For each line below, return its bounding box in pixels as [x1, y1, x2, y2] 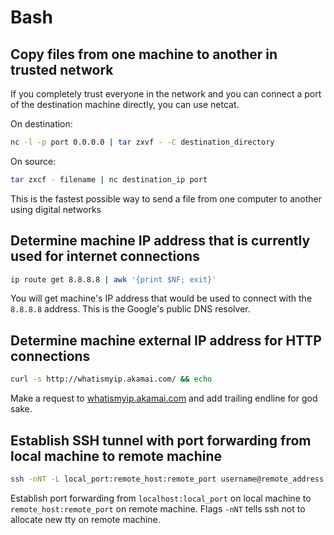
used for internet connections [10, 248, 200, 265]
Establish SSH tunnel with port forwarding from [10, 432, 312, 449]
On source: [10, 155, 57, 167]
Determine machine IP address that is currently [10, 232, 311, 250]
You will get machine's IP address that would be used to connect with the [10, 292, 313, 305]
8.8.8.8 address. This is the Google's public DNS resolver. [10, 303, 251, 315]
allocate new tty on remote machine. [10, 513, 161, 525]
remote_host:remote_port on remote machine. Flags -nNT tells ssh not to [10, 502, 306, 515]
